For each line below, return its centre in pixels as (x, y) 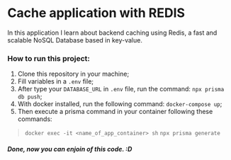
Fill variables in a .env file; (56, 81)
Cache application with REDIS (96, 13)
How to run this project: (49, 58)
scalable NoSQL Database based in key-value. (75, 40)
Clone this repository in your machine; (73, 74)
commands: (35, 119)
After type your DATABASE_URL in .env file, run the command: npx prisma (121, 89)
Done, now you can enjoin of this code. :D (70, 149)
